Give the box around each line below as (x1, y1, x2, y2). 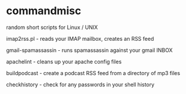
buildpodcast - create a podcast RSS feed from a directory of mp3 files (6, 69, 180, 76)
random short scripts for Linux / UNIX (6, 24, 98, 31)
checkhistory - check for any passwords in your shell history (6, 81, 155, 88)
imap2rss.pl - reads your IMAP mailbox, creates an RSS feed (6, 35, 155, 42)
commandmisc (6, 4, 81, 18)
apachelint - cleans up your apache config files (6, 58, 122, 65)
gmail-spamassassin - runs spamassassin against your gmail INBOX (6, 46, 173, 54)
